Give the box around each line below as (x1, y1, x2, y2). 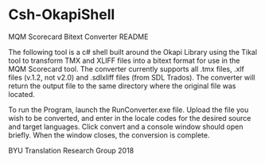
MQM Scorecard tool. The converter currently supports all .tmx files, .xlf (8, 64, 244, 73)
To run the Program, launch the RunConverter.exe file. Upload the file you (8, 105, 249, 114)
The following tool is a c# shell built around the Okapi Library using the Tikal (8, 47, 257, 56)
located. (8, 89, 35, 99)
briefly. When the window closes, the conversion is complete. (8, 130, 210, 140)
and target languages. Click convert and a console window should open (8, 122, 244, 131)
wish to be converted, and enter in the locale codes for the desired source (8, 113, 251, 122)
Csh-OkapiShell (8, 6, 115, 24)
